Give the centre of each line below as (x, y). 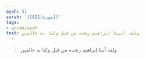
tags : (13, 22)
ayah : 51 (17, 11)
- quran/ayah (22, 28)
